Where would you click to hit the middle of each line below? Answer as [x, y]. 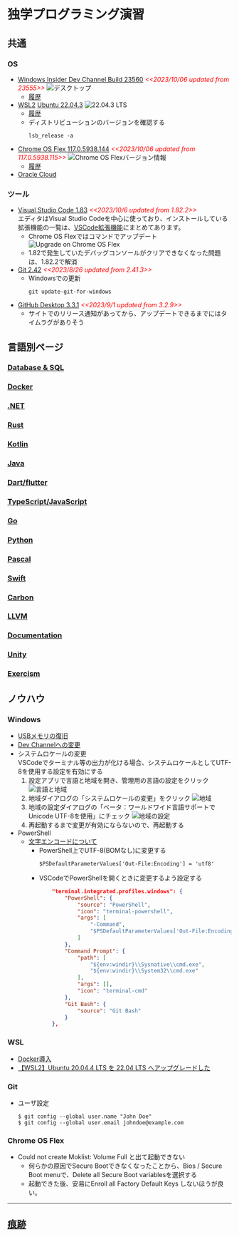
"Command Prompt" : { [95, 951]
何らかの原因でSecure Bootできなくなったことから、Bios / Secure [125, 1166]
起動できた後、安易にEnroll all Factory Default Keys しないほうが [123, 1184]
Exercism [24, 674]
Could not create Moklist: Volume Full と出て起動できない [101, 1157]
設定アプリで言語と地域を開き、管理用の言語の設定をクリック [118, 780]
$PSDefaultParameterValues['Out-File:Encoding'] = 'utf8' [127, 863]
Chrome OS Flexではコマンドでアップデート [93, 237]
